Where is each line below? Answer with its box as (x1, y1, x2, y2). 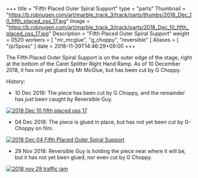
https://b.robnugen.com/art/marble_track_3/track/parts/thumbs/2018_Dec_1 (8, 11, 192, 18)
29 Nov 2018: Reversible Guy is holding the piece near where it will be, (14, 147, 186, 154)
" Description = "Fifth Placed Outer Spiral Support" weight (48, 30, 190, 37)
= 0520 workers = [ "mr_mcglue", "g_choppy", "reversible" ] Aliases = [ (6, 37, 179, 43)
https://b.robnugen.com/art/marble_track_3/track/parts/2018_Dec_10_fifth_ (8, 24, 189, 31)
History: (6, 78, 25, 85)
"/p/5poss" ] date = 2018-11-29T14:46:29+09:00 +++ (6, 42, 136, 50)
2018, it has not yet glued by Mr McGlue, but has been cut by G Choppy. (6, 67, 181, 73)
